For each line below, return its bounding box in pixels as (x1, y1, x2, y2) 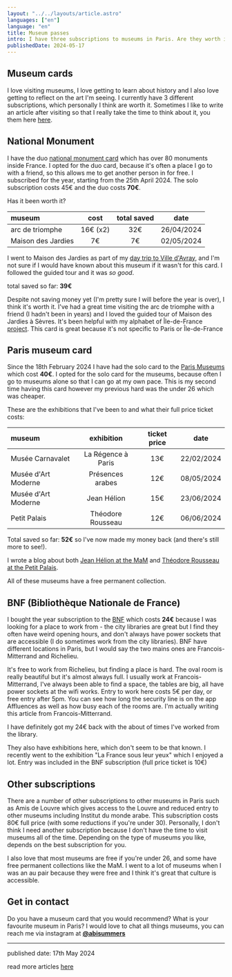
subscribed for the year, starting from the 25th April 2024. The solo (7, 176, 199, 184)
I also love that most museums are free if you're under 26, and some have (7, 854, 217, 862)
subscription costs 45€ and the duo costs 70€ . (7, 183, 142, 191)
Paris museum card (7, 345, 93, 357)
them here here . (7, 115, 53, 124)
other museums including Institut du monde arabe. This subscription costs (7, 811, 219, 819)
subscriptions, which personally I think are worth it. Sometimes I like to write (7, 101, 224, 109)
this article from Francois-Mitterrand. (7, 710, 113, 718)
